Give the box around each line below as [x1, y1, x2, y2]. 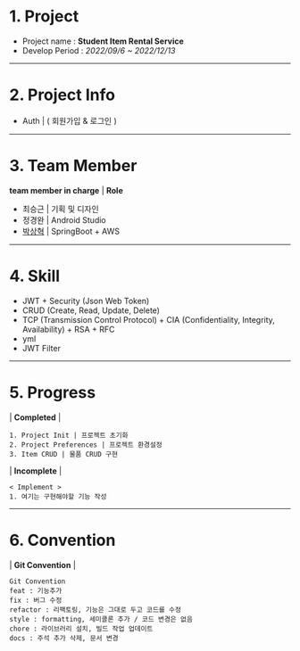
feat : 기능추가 [9, 586, 62, 595]
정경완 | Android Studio [21, 214, 107, 225]
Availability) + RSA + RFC [21, 324, 115, 334]
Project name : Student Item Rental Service [21, 36, 185, 46]
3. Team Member [9, 156, 137, 176]
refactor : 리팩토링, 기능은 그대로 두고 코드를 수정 [9, 605, 181, 614]
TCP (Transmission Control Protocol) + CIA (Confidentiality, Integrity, [21, 314, 275, 325]
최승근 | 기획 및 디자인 [21, 203, 100, 214]
